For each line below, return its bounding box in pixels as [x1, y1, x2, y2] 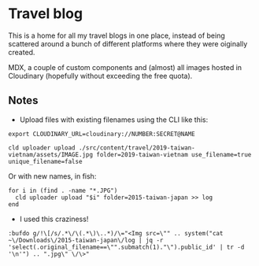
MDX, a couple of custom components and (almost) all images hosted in [8, 62, 242, 72]
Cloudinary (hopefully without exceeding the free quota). [8, 71, 193, 80]
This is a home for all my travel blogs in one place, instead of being [8, 31, 226, 40]
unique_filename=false [8, 157, 83, 165]
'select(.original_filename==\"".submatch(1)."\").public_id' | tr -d [8, 243, 245, 251]
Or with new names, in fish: [8, 171, 97, 181]
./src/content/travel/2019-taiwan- [78, 143, 195, 152]
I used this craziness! [19, 214, 89, 224]
